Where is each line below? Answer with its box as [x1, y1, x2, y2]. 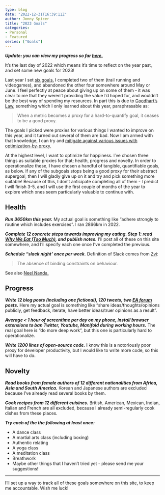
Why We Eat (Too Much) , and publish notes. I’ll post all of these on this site [5, 236, 160, 242]
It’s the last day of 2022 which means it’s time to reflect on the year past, [5, 62, 152, 68]
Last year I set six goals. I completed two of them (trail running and [5, 77, 140, 82]
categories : [5, 26, 29, 30]
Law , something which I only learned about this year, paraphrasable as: [5, 103, 149, 109]
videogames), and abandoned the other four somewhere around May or [5, 82, 151, 88]
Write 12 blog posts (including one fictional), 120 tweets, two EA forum [5, 297, 152, 303]
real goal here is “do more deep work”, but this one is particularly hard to [5, 328, 152, 333]
